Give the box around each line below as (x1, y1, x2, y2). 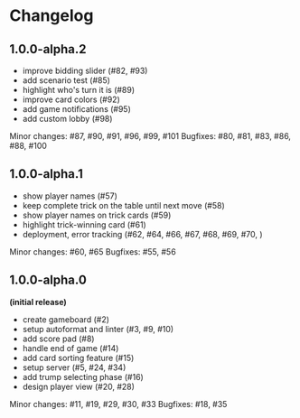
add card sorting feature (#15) (22, 352, 135, 363)
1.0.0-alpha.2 (9, 42, 88, 57)
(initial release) (9, 296, 68, 307)
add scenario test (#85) (22, 75, 111, 86)
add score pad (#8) (22, 333, 95, 344)
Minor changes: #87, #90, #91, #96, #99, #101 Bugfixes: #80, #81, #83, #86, (9, 131, 292, 141)
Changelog (9, 5, 94, 26)
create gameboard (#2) (22, 313, 110, 325)
